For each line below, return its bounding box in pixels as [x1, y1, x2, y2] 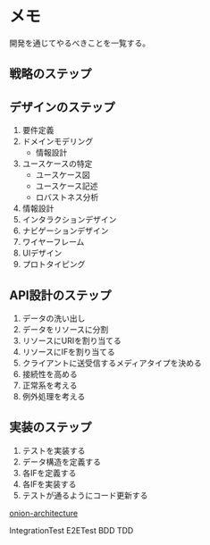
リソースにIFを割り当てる [21, 346, 116, 356]
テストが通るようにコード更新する [21, 490, 148, 500]
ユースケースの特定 [21, 158, 93, 169]
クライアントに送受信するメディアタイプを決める [21, 357, 203, 368]
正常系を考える [21, 380, 78, 390]
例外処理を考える [21, 390, 86, 401]
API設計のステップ [9, 288, 112, 303]
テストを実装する [21, 445, 86, 456]
